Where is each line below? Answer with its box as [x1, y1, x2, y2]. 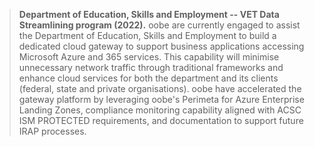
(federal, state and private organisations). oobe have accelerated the [18, 83, 302, 94]
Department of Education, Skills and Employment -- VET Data [18, 9, 280, 20]
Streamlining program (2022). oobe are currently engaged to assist [18, 19, 301, 31]
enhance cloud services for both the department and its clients [18, 72, 279, 84]
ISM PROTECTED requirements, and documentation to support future [18, 115, 304, 126]
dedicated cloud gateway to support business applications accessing [18, 40, 305, 52]
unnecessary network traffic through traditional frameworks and [18, 62, 284, 73]
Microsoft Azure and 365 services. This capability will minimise [18, 51, 280, 63]
